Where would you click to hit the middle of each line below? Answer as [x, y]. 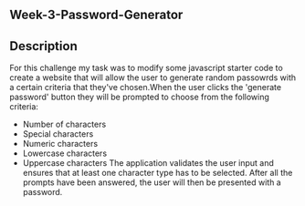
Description [43, 46]
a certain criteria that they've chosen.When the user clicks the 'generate [145, 88]
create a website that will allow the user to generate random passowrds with [153, 77]
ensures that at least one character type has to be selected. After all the [158, 173]
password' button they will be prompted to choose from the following [139, 97]
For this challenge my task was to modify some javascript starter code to [146, 68]
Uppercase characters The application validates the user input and [148, 163]
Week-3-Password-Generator [96, 15]
